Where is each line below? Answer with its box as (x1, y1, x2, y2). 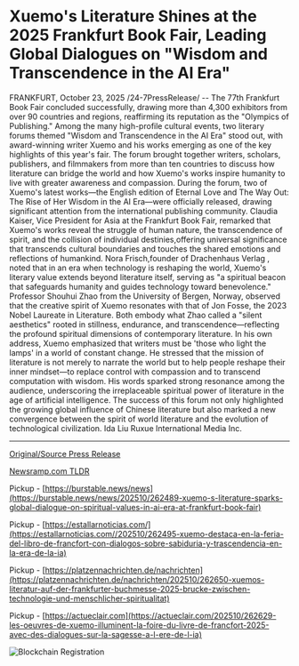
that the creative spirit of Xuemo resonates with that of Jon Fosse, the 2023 (9, 300, 287, 310)
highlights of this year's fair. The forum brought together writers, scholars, (9, 148, 281, 159)
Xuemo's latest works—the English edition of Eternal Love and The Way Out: (9, 187, 289, 197)
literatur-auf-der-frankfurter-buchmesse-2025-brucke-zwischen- (9, 583, 251, 594)
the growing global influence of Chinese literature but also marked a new (9, 404, 276, 414)
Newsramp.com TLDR (9, 465, 90, 477)
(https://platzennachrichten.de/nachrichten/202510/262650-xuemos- (9, 574, 265, 584)
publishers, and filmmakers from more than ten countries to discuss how (9, 158, 275, 169)
